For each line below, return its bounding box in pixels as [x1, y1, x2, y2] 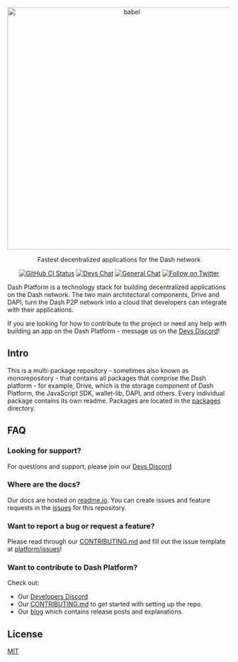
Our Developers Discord [17, 592, 89, 601]
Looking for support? [7, 446, 81, 456]
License [7, 628, 43, 640]
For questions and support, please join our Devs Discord [7, 462, 172, 470]
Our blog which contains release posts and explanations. [17, 607, 183, 616]
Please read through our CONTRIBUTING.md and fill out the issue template [7, 537, 226, 546]
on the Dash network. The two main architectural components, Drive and [7, 291, 220, 298]
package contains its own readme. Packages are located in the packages [7, 396, 221, 405]
